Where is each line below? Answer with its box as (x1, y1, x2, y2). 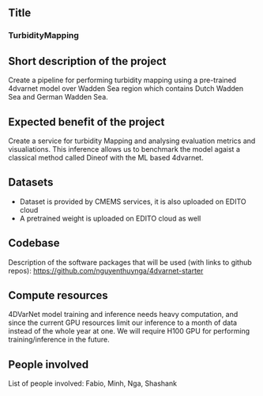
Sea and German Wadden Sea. (8, 92, 108, 102)
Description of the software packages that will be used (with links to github (8, 257, 253, 267)
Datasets (8, 175, 54, 189)
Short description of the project (8, 55, 167, 68)
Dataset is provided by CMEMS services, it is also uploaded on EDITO (19, 197, 246, 206)
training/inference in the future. (8, 335, 110, 345)
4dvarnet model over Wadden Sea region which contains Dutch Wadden (8, 84, 243, 93)
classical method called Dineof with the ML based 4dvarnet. (8, 153, 204, 162)
